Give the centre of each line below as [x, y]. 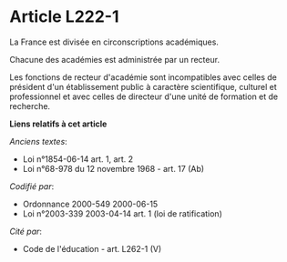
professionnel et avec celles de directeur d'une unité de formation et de [144, 96]
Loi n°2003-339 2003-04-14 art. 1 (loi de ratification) [123, 213]
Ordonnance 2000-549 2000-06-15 [90, 204]
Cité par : [26, 231]
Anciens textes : [39, 141]
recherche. [30, 106]
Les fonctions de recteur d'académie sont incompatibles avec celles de [143, 77]
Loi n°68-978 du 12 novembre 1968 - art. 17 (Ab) [113, 168]
